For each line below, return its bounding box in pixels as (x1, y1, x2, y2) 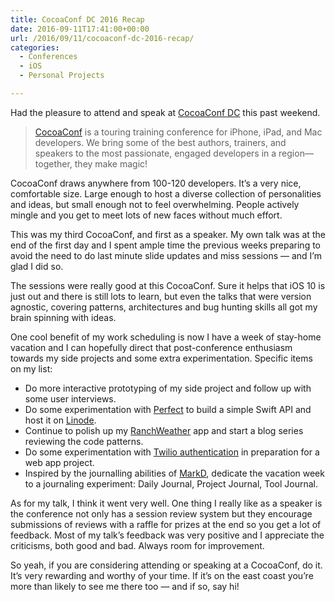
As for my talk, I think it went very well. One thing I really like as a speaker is (10, 497, 323, 509)
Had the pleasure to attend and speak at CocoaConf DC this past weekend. (10, 106, 321, 118)
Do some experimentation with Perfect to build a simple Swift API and (24, 403, 312, 415)
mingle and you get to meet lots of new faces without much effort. (10, 209, 283, 221)
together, (34, 157, 73, 170)
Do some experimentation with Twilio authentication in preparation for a (24, 446, 320, 458)
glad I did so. (10, 260, 64, 272)
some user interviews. (24, 392, 117, 405)
